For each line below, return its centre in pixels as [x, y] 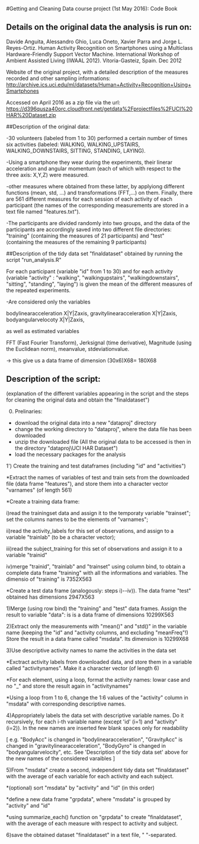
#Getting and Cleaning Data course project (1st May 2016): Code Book [92, 9]
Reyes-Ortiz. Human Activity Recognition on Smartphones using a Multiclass [99, 48]
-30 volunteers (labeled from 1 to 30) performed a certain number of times [97, 138]
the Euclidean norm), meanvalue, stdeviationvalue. [68, 349]
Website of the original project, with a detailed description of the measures [97, 72]
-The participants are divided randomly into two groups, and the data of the [98, 223]
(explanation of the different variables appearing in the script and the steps [97, 393]
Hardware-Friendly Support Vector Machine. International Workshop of [93, 54]
